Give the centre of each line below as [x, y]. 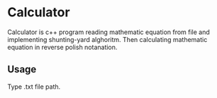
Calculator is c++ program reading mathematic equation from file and [109, 32]
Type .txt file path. [34, 87]
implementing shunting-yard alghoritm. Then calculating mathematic [107, 39]
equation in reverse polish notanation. [62, 47]
